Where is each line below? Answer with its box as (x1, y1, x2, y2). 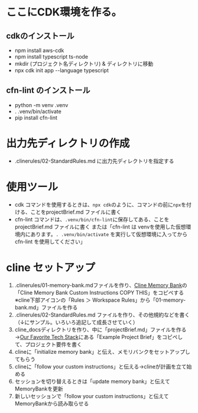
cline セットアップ (6, 261, 96, 274)
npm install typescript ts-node (14, 53, 89, 60)
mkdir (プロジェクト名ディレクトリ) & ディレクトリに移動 (14, 60, 154, 67)
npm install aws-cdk (14, 47, 64, 54)
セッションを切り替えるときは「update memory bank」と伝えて (14, 377, 170, 385)
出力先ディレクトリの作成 (6, 137, 130, 150)
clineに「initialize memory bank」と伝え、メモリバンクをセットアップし (14, 348, 190, 355)
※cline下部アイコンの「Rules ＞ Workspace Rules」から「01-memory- (14, 296, 186, 304)
